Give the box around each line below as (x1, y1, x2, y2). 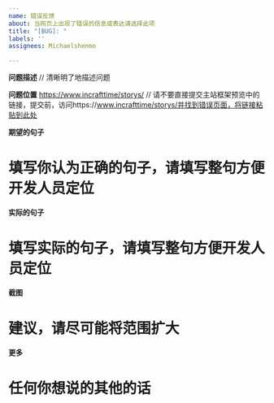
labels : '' (8, 34, 46, 43)
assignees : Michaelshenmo (8, 42, 96, 50)
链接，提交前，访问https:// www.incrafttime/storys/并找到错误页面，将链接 (8, 100, 256, 110)
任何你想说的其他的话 (8, 379, 152, 398)
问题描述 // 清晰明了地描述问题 (8, 72, 111, 82)
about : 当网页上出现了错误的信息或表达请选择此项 (8, 19, 155, 28)
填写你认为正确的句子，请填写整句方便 (8, 159, 266, 177)
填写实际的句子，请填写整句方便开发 (8, 239, 251, 258)
